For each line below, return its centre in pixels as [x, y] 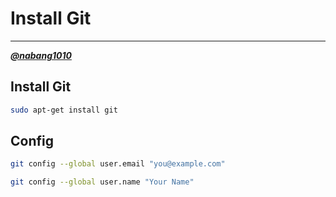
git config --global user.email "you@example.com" [118, 164]
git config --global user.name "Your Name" [102, 182]
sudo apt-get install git [64, 110]
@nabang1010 [41, 55]
